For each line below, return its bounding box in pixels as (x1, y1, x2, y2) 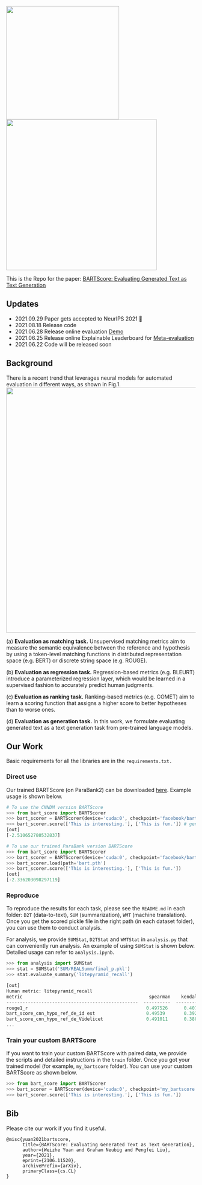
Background (6, 358, 53, 368)
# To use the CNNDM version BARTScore (6, 804, 103, 810)
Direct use (6, 773, 37, 781)
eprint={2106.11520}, (22, 1157, 77, 1163)
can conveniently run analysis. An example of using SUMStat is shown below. (6, 942, 195, 950)
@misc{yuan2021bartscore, (6, 1136, 71, 1142)
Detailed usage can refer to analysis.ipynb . (6, 948, 115, 956)
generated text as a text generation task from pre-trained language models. (6, 724, 194, 731)
